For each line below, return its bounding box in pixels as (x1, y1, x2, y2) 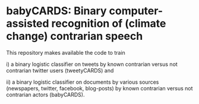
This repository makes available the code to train (6, 49, 126, 56)
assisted (6, 17, 49, 30)
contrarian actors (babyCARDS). (6, 91, 85, 98)
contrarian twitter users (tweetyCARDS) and (6, 67, 114, 74)
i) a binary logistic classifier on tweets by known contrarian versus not (6, 61, 178, 68)
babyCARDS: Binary (6, 4, 107, 18)
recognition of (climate (51, 17, 166, 30)
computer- (109, 4, 163, 18)
